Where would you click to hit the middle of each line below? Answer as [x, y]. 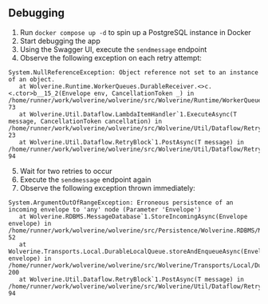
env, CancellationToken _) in [144, 93]
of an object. [32, 79]
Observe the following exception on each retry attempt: [110, 57]
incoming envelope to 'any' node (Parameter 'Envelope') [105, 209]
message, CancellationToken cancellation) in [85, 121]
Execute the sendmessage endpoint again [85, 180]
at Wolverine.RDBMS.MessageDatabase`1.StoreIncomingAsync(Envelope [133, 216]
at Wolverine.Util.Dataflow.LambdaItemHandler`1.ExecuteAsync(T [128, 114]
